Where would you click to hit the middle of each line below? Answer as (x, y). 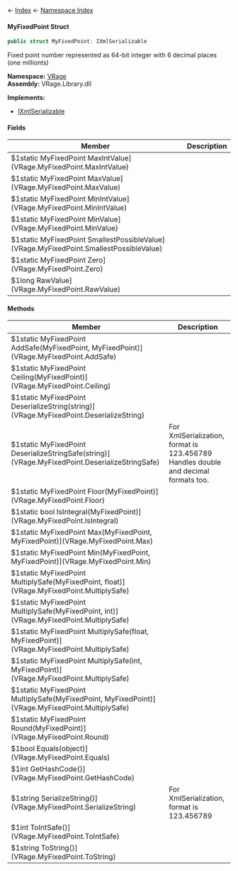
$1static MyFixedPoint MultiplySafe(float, (80, 632)
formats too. (189, 480)
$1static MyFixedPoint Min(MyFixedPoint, (80, 553)
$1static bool (33, 512)
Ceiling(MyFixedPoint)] (50, 377)
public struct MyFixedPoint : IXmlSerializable (77, 42)
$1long (23, 281)
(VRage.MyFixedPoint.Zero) (57, 269)
